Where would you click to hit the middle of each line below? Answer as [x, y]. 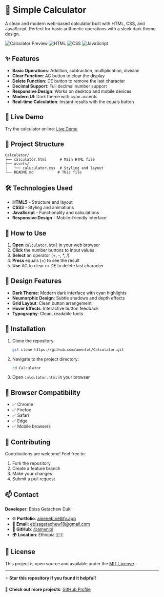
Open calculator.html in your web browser [56, 245]
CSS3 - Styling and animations [43, 208]
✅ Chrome [22, 405]
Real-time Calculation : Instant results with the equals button [73, 102]
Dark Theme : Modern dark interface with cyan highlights [69, 293]
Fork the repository [31, 463]
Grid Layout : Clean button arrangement [52, 303]
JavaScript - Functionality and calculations [55, 213]
